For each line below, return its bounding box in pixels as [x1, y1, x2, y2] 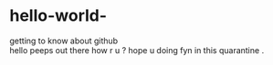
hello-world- [9, 5, 108, 26]
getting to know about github [9, 35, 119, 46]
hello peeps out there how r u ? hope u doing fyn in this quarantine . [9, 44, 265, 55]
